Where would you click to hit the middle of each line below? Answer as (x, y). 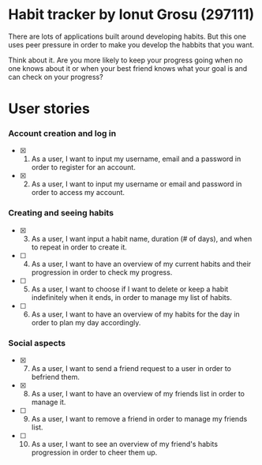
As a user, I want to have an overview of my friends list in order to (138, 394)
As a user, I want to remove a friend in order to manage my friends (139, 419)
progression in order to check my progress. (102, 272)
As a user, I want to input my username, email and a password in (136, 159)
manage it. (49, 402)
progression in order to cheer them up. (94, 452)
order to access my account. (78, 193)
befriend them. (56, 377)
